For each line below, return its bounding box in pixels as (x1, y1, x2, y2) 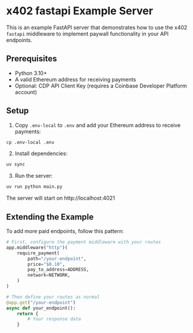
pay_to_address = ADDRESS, (27, 266, 89, 273)
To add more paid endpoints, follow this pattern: (6, 228, 124, 234)
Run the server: (14, 172, 53, 180)
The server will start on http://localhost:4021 (6, 194, 115, 202)
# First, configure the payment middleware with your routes (6, 239, 161, 245)
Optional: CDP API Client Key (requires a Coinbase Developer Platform (14, 82, 187, 89)
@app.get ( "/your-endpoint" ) (6, 299, 76, 306)
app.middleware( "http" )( (6, 244, 68, 250)
